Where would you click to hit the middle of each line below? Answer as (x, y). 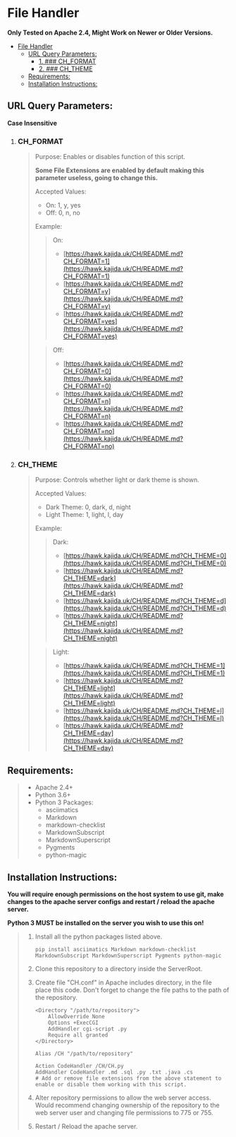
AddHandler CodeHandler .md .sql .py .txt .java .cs (114, 1072)
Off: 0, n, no (63, 213)
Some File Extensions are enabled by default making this (119, 170)
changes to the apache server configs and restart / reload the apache (111, 901)
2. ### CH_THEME (66, 69)
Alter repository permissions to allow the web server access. (123, 1097)
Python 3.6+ (53, 795)
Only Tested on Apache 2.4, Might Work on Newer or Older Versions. (110, 32)
